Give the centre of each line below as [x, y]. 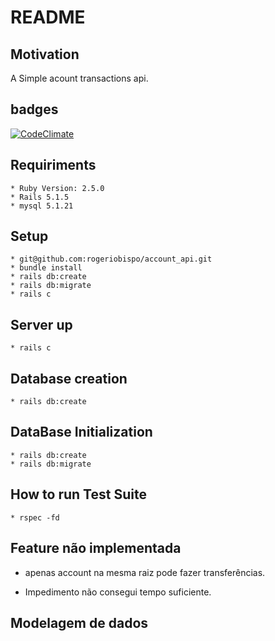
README [48, 17]
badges [34, 109]
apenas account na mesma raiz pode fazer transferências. [145, 572]
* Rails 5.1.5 [40, 197]
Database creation [69, 378]
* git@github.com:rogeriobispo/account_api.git [111, 259]
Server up [41, 324]
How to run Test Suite [78, 494]
